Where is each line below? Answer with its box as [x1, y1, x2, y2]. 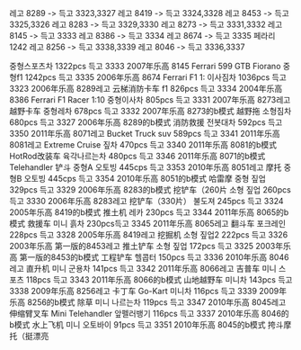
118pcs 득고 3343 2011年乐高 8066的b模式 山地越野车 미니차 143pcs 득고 [25, 274, 293, 285]
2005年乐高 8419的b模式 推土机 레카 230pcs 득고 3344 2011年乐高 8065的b [9, 207, 289, 218]
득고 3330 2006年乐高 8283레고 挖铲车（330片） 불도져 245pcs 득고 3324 [9, 196, 284, 206]
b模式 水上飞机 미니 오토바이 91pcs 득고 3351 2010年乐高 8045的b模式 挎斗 [9, 319, 284, 330]
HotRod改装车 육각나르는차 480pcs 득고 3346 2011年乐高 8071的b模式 [9, 151, 266, 161]
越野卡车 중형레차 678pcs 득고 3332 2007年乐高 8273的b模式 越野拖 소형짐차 [9, 106, 292, 116]
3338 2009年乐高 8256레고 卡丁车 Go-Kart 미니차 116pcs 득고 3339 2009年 [9, 286, 288, 296]
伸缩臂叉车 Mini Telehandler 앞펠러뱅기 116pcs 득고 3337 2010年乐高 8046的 [9, 309, 289, 319]
